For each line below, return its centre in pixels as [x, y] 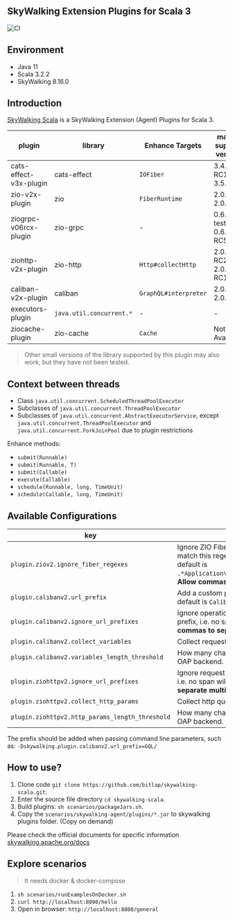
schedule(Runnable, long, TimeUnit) [70, 487]
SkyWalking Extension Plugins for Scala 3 [99, 11]
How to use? [35, 768]
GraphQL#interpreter [173, 293]
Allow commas [202, 582]
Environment [36, 50]
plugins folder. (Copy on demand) [65, 821]
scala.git [32, 792]
